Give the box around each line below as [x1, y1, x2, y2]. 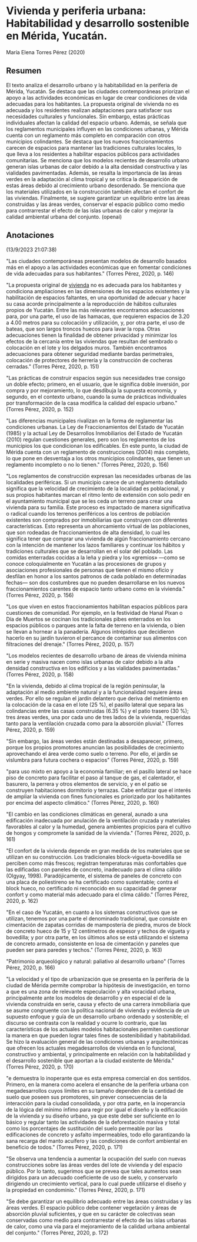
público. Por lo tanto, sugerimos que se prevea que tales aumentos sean [6, 1167, 182, 1175]
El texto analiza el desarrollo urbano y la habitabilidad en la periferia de [6, 81, 178, 89]
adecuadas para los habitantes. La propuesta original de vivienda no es [6, 100, 179, 107]
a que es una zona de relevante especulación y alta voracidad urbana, [6, 988, 176, 995]
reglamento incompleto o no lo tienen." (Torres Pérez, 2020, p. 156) [6, 461, 169, 468]
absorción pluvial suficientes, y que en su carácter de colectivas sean [6, 1210, 175, 1217]
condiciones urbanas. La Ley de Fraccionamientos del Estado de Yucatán [6, 423, 184, 430]
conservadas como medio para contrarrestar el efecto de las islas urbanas [6, 1217, 187, 1224]
